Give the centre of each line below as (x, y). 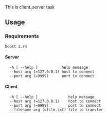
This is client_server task (30, 7)
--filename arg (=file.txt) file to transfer (56, 110)
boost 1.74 (16, 46)
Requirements (22, 36)
